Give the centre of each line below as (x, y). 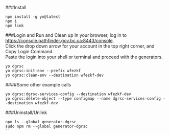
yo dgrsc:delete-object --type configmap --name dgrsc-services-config (83, 99)
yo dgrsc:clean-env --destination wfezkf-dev (54, 75)
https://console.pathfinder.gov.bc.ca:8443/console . (60, 41)
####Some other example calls (38, 85)
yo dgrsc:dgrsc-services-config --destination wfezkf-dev (68, 94)
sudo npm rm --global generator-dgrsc (46, 126)
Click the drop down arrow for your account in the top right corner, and (80, 46)
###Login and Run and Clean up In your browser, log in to (66, 35)
